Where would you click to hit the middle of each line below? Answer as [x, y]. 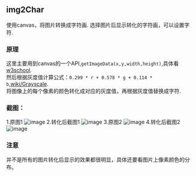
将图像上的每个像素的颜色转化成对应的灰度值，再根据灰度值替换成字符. [94, 91]
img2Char [25, 10]
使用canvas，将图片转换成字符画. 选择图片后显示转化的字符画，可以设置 [95, 25]
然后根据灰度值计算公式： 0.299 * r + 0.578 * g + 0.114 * [79, 78]
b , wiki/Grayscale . [28, 84]
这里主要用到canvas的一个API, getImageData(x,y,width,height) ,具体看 [93, 64]
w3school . [19, 70]
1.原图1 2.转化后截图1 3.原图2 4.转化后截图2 [94, 122]
